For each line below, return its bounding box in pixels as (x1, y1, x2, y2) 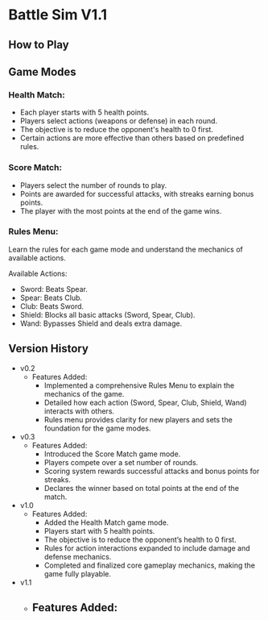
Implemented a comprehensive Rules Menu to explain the (43, 381, 235, 390)
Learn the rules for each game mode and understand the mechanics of (8, 244, 244, 254)
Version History (8, 342, 89, 356)
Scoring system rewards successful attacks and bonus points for (43, 466, 260, 476)
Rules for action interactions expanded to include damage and (43, 543, 251, 553)
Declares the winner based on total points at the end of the (43, 483, 240, 493)
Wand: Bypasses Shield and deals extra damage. (19, 318, 183, 328)
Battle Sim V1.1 (8, 6, 107, 24)
